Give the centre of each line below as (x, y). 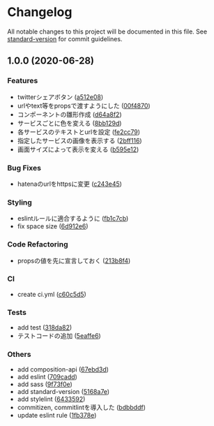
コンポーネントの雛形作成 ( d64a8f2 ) (69, 114)
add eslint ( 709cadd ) (47, 377)
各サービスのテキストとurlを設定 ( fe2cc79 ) (79, 132)
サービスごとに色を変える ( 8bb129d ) (69, 123)
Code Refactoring (38, 244)
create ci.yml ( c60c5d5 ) (52, 294)
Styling (20, 202)
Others (19, 355)
